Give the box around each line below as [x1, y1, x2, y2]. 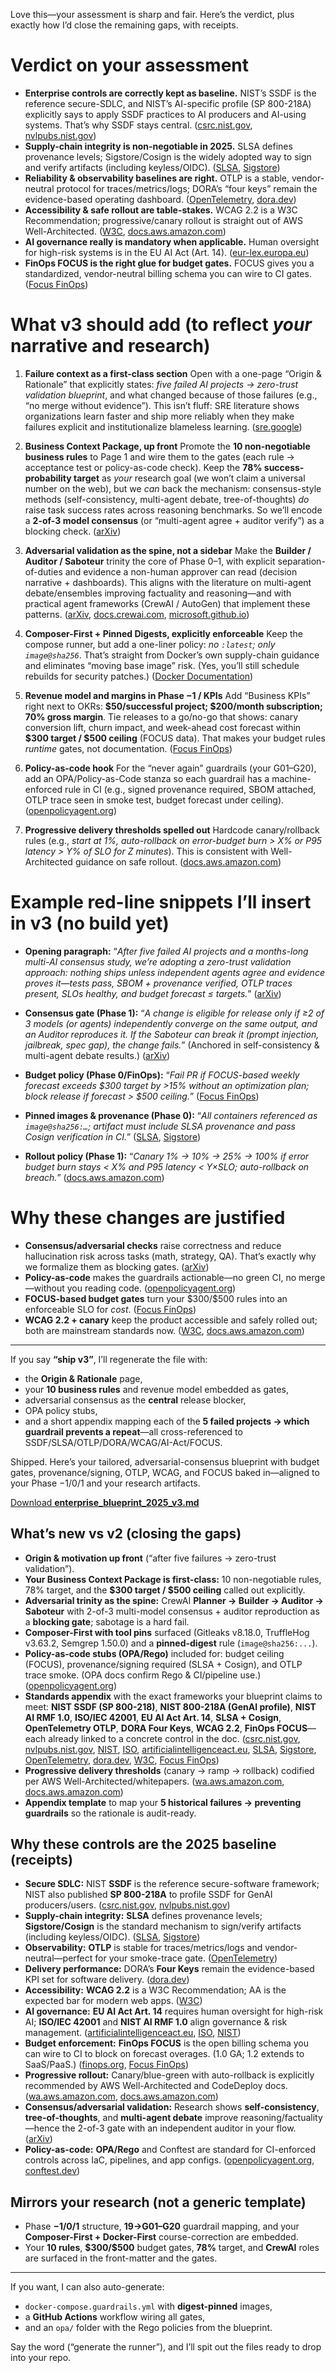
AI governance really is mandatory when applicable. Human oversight [24, 235, 320, 248]
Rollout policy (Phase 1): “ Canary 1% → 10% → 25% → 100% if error [24, 1150, 310, 1162]
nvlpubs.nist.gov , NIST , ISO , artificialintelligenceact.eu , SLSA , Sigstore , [24, 1743, 317, 1755]
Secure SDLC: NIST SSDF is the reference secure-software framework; [24, 1878, 320, 1890]
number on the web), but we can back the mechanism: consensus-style [24, 482, 322, 494]
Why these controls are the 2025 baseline [10, 1835, 277, 1853]
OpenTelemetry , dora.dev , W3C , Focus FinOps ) [24, 1754, 220, 1766]
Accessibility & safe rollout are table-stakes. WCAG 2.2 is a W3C [24, 204, 298, 216]
